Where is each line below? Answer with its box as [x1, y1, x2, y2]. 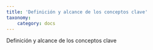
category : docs [17, 20, 56, 26]
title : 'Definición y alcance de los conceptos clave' [6, 9, 148, 15]
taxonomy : [6, 15, 32, 21]
